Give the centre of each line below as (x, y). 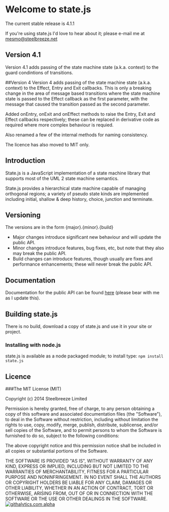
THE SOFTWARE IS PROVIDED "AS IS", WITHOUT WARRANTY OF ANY (79, 461)
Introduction (25, 161)
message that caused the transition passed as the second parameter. (78, 104)
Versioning (23, 215)
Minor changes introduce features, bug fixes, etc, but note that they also (88, 248)
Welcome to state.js (48, 9)
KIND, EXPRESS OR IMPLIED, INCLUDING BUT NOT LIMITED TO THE (77, 466)
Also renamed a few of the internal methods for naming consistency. (77, 135)
